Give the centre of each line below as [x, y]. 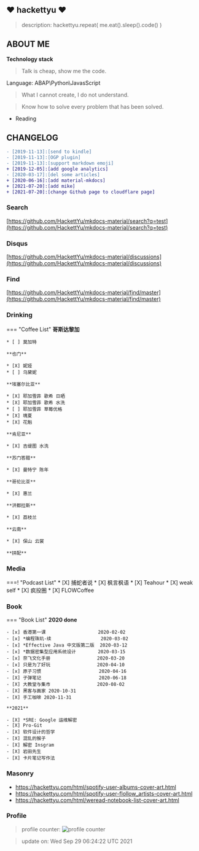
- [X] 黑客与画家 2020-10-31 [41, 691]
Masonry [20, 774]
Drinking [19, 315]
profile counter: [41, 829]
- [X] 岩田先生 [24, 752]
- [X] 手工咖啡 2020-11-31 [39, 698]
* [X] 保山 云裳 [25, 541]
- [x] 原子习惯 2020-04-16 [67, 672]
